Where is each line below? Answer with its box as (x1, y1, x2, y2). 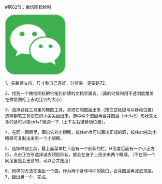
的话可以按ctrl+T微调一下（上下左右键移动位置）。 (9, 119, 108, 124)
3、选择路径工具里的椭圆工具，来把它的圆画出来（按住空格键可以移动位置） (5, 107, 156, 112)
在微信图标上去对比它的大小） (5, 96, 64, 102)
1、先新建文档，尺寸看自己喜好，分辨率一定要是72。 (5, 80, 110, 86)
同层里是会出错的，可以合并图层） (5, 158, 73, 163)
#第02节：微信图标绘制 (5, 4, 52, 10)
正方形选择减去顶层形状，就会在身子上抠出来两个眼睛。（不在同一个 (21, 152, 156, 157)
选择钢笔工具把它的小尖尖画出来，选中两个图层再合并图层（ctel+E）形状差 (5, 113, 153, 119)
